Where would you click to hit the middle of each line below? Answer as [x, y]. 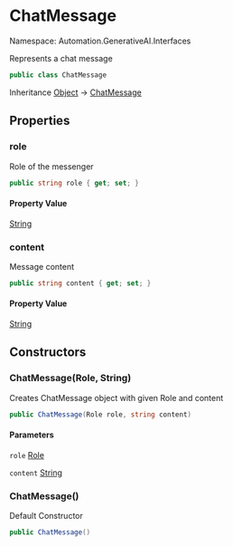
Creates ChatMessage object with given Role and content [116, 398]
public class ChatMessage [58, 75]
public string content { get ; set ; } [80, 283]
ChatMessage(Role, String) [70, 378]
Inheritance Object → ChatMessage [75, 92]
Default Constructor [46, 516]
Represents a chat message [61, 58]
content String [36, 473]
